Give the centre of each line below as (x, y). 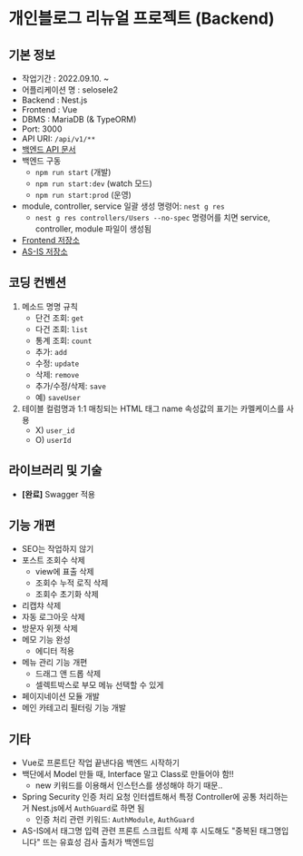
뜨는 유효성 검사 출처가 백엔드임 (99, 842)
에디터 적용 (54, 651)
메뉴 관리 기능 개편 (54, 663)
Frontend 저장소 (51, 240)
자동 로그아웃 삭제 (53, 617)
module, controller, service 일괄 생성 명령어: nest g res (123, 206)
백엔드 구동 (41, 161)
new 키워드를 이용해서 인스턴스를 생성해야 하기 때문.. (129, 785)
